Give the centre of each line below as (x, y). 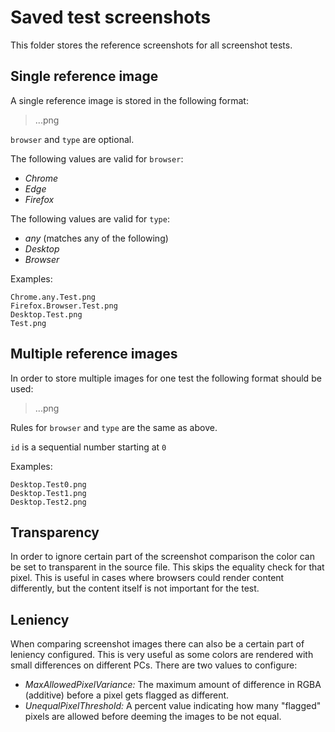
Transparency (55, 532)
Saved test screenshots (111, 17)
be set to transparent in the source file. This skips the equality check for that (167, 567)
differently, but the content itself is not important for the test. (135, 588)
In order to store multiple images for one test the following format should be (166, 378)
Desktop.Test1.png (48, 493)
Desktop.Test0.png (48, 484)
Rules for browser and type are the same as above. (114, 427)
